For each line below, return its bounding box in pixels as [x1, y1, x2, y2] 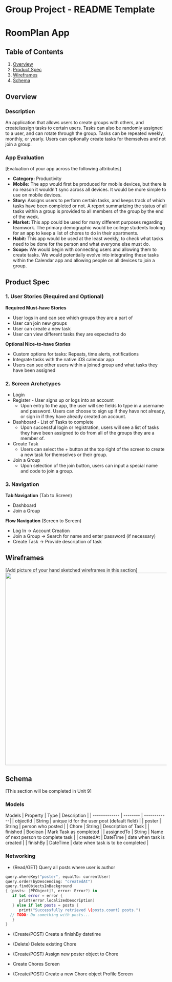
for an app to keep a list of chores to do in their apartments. [12, 230, 139, 237]
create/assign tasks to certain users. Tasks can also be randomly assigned [5, 125, 163, 131]
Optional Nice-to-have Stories [5, 341, 71, 347]
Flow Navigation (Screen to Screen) [5, 518, 82, 524]
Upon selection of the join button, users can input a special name [20, 463, 158, 469]
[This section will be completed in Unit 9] [5, 788, 92, 794]
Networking [5, 853, 36, 860]
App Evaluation [5, 154, 45, 161]
